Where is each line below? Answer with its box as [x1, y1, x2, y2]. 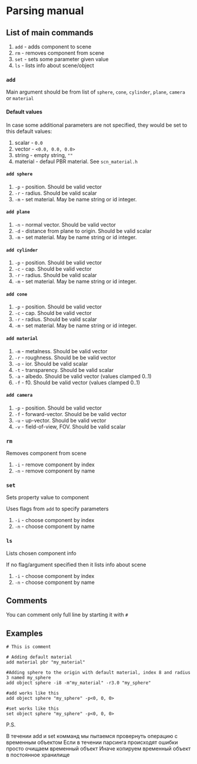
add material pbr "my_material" [6, 659, 85, 666]
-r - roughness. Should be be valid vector [14, 354, 116, 361]
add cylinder [6, 247, 38, 253]
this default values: [6, 128, 52, 135]
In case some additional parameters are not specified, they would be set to [6, 121, 188, 128]
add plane [6, 209, 31, 215]
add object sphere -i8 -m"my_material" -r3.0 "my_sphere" [6, 680, 151, 686]
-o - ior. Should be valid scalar [14, 360, 88, 367]
